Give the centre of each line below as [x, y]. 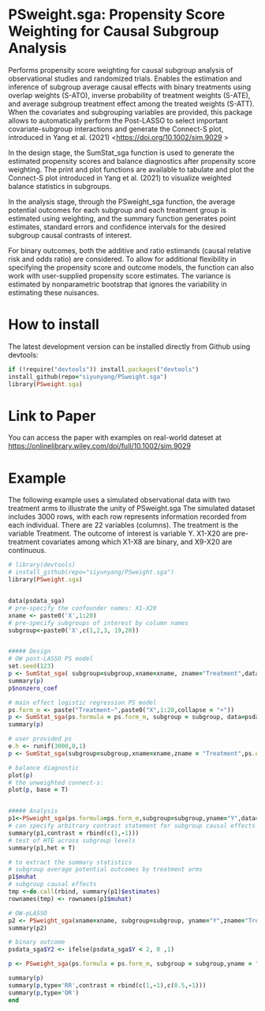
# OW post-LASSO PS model [50, 659]
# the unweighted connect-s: [56, 782]
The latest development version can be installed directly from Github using [129, 346]
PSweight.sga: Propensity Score [117, 15]
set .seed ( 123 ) [32, 666]
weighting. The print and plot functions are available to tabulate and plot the [131, 169]
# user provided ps [40, 739]
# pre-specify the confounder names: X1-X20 [82, 608]
